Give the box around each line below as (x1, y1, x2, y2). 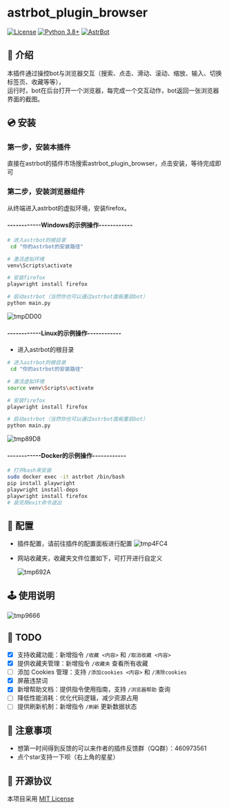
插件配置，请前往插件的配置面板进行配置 (17, 539, 132, 548)
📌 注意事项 (7, 724, 52, 736)
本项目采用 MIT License (7, 795, 74, 803)
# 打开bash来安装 (7, 467, 52, 474)
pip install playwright (7, 480, 76, 487)
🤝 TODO (7, 631, 42, 643)
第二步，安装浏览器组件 (7, 187, 85, 197)
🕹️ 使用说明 (7, 590, 55, 601)
